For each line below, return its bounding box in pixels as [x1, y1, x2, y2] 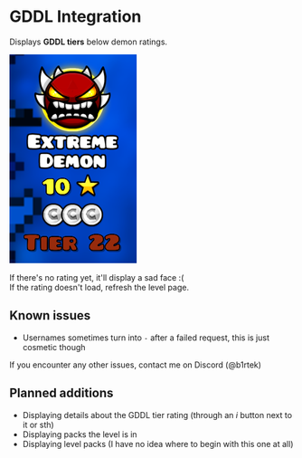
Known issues [9, 308, 91, 323]
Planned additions [9, 386, 114, 401]
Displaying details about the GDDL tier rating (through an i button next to [22, 409, 292, 420]
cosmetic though [22, 341, 86, 352]
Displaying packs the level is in [22, 428, 137, 440]
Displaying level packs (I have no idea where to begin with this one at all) [22, 438, 294, 449]
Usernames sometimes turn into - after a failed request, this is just [22, 332, 269, 343]
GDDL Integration [9, 6, 142, 27]
